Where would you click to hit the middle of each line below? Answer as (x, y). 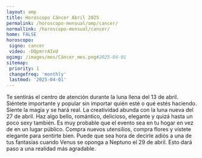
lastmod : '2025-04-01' (38, 80)
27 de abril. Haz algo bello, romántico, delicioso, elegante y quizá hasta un (99, 117)
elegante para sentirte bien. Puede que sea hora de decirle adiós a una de (99, 136)
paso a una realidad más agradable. (51, 149)
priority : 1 (24, 68)
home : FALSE (21, 35)
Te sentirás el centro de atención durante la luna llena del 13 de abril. (92, 97)
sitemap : (17, 63)
